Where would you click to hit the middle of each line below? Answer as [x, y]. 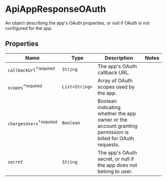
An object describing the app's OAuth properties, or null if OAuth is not [78, 23]
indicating [109, 107]
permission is [113, 132]
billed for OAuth [116, 138]
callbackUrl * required [31, 69]
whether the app [117, 113]
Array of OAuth [115, 81]
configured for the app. [29, 28]
